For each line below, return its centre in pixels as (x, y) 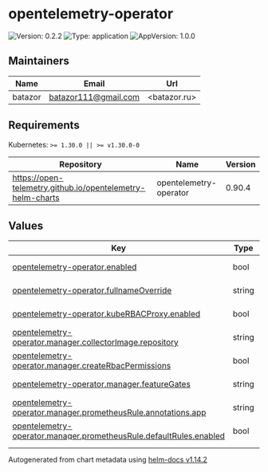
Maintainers (39, 61)
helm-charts (36, 198)
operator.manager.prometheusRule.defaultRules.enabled (119, 435)
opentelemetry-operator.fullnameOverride (92, 290)
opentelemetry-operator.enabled (75, 266)
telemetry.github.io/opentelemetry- (79, 187)
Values (26, 225)
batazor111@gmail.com (95, 96)
